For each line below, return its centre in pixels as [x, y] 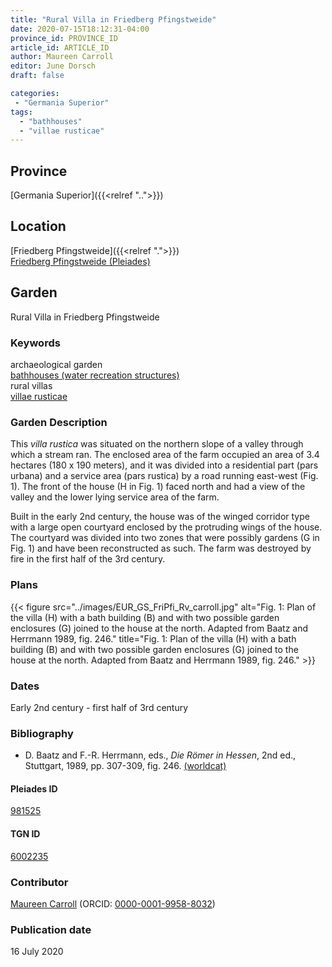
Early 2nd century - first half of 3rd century [99, 707]
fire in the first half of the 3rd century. [88, 559]
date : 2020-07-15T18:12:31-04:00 [80, 29]
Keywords [35, 343]
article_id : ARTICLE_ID [60, 47]
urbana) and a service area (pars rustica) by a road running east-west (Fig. [164, 476]
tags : [21, 112]
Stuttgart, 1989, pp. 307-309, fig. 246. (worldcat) [125, 766]
